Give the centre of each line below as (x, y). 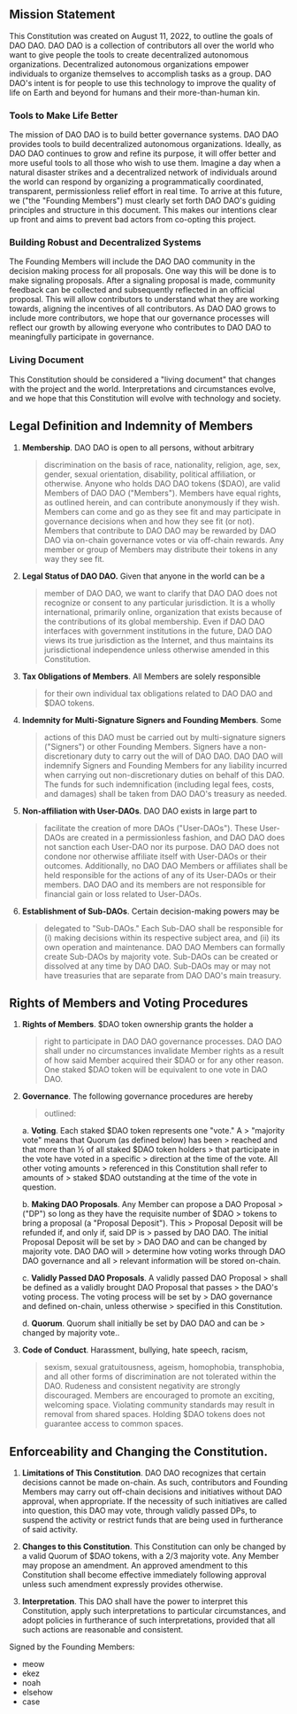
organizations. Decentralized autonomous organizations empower (129, 64)
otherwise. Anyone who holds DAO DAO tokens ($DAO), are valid (162, 483)
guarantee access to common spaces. (114, 1424)
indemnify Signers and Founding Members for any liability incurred (165, 765)
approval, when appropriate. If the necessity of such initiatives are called (154, 1501)
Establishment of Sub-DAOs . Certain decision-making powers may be (151, 911)
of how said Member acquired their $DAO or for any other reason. (164, 1060)
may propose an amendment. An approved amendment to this (135, 1566)
